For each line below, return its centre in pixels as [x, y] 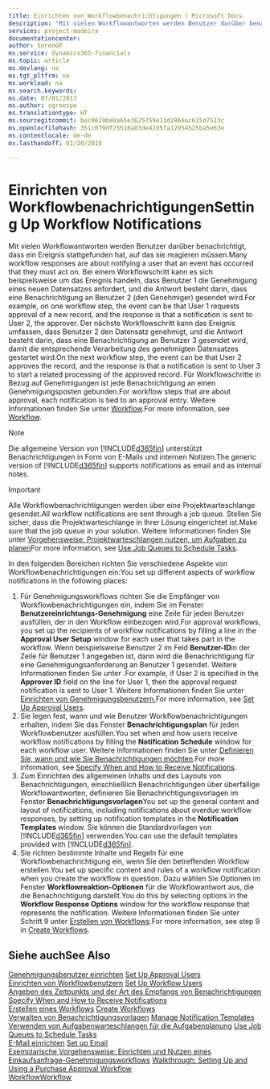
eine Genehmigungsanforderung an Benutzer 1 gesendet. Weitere [128, 665]
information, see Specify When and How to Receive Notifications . [128, 767]
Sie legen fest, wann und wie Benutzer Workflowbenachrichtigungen [133, 716]
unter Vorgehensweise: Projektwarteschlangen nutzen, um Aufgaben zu [127, 539]
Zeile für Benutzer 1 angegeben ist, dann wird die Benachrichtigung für [137, 656]
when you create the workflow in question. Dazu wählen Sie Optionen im [140, 879]
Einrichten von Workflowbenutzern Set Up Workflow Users [106, 984]
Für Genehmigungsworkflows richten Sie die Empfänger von [120, 596]
